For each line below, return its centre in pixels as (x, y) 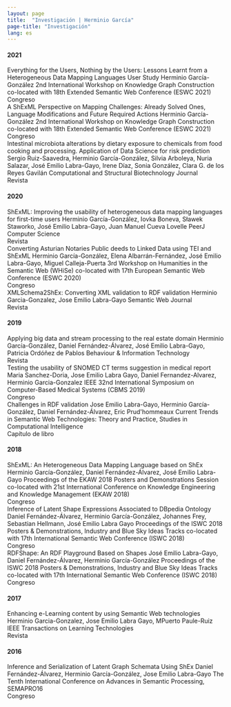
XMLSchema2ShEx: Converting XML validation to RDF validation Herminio (112, 292)
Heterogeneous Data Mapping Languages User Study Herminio (97, 77)
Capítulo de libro (31, 433)
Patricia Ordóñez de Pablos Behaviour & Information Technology (99, 352)
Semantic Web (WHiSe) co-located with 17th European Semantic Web (106, 270)
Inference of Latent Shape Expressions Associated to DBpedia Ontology (109, 509)
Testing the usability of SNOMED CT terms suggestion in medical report (109, 368)
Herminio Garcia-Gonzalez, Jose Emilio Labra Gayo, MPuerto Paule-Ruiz (110, 621)
